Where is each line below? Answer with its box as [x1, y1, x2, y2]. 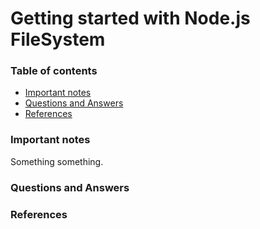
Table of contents [10, 64, 98, 78]
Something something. [10, 155, 104, 167]
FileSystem [10, 28, 106, 51]
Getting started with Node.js [10, 7, 251, 30]
